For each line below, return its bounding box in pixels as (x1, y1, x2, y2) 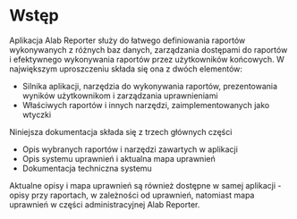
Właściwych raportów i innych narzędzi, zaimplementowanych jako (21, 99, 270, 110)
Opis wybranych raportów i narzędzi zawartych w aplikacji (21, 144, 239, 155)
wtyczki (21, 109, 52, 120)
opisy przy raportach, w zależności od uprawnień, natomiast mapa (9, 190, 255, 200)
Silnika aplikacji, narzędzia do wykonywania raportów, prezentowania (21, 80, 278, 91)
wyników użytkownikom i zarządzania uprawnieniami (21, 90, 218, 101)
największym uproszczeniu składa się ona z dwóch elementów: (9, 63, 243, 74)
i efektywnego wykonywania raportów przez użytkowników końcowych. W (9, 54, 284, 64)
